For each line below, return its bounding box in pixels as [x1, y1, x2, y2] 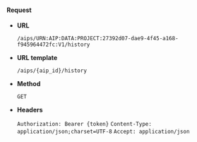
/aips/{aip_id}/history [16, 67, 88, 74]
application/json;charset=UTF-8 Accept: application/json [16, 128, 190, 136]
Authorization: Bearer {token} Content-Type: [16, 121, 153, 128]
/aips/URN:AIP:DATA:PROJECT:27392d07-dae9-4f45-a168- [16, 35, 179, 42]
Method [16, 80, 41, 88]
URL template [16, 54, 58, 62]
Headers [16, 106, 43, 114]
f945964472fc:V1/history [16, 41, 90, 49]
